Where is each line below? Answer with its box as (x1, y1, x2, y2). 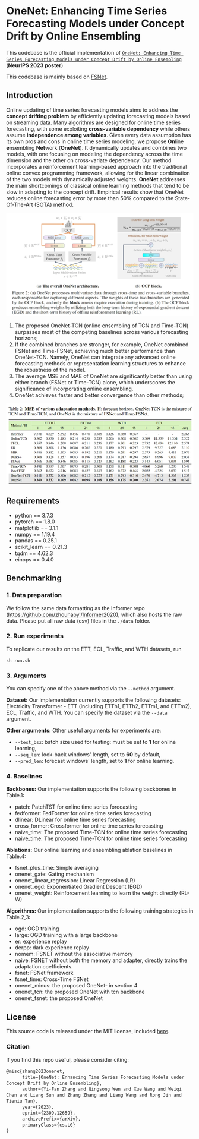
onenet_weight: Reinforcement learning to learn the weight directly (14, 889, 178, 897)
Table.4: (6, 853, 27, 860)
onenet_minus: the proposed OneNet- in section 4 (14, 982, 138, 989)
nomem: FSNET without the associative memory (14, 951, 133, 958)
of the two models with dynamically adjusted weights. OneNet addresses (6, 175, 185, 182)
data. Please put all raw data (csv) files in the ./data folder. (6, 617, 151, 624)
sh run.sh (6, 658, 31, 664)
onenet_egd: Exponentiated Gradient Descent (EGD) (14, 884, 143, 891)
